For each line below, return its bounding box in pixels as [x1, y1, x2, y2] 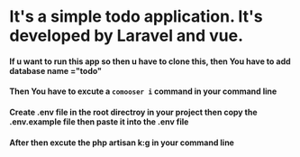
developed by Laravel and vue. [9, 25, 244, 46]
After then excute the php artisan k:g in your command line [9, 137, 234, 148]
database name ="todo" [9, 65, 102, 76]
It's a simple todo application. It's [9, 6, 263, 27]
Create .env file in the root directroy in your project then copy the [9, 106, 259, 117]
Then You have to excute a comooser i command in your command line [9, 86, 277, 97]
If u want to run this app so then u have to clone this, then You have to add [9, 56, 291, 67]
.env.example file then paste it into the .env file [9, 115, 189, 127]
